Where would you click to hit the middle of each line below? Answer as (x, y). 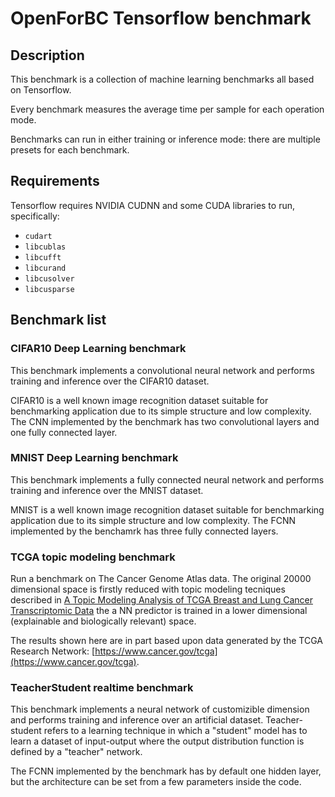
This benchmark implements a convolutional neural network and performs (162, 370)
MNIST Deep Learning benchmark (94, 458)
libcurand (45, 268)
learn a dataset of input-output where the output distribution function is (157, 741)
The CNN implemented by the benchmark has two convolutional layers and (165, 421)
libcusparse (49, 289)
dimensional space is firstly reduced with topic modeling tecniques (148, 589)
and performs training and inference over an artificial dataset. (137, 720)
